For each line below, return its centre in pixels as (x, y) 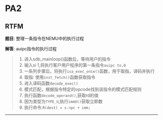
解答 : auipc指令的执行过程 (31, 49)
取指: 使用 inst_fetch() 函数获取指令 (60, 77)
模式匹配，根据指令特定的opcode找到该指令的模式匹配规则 (83, 89)
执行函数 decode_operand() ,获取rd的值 (61, 95)
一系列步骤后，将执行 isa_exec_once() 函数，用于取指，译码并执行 (89, 71)
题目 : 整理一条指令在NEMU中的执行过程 (44, 38)
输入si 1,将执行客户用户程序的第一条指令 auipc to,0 (75, 65)
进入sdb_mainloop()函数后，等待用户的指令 (67, 59)
